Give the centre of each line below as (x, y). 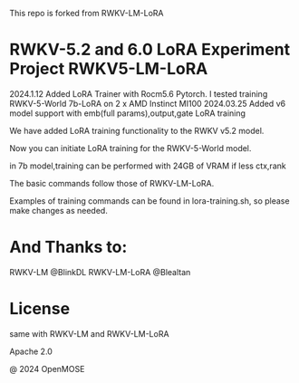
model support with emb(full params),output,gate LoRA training (128, 113)
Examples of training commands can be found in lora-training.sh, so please (149, 201)
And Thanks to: (68, 247)
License (40, 309)
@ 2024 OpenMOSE (47, 369)
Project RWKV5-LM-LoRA (109, 69)
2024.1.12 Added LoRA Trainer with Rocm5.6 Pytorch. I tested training (139, 93)
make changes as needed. (59, 210)
